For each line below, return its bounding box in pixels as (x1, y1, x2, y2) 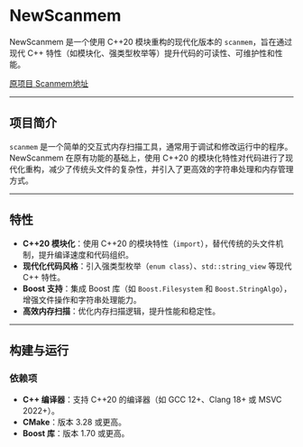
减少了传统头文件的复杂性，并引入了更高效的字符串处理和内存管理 (48, 163, 294, 174)
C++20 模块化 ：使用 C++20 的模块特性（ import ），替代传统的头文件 (22, 238, 276, 249)
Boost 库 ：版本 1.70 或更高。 (22, 428, 130, 439)
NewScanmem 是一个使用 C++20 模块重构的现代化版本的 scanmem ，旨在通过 (9, 36, 293, 47)
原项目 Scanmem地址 (9, 78, 88, 88)
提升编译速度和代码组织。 (38, 249, 133, 260)
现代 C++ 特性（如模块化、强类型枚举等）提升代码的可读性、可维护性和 (9, 47, 275, 59)
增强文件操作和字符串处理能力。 (22, 294, 142, 305)
